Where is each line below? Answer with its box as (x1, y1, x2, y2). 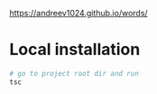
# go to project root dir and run (9, 69, 140, 78)
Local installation (9, 40, 141, 60)
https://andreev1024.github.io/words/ (9, 8, 148, 18)
